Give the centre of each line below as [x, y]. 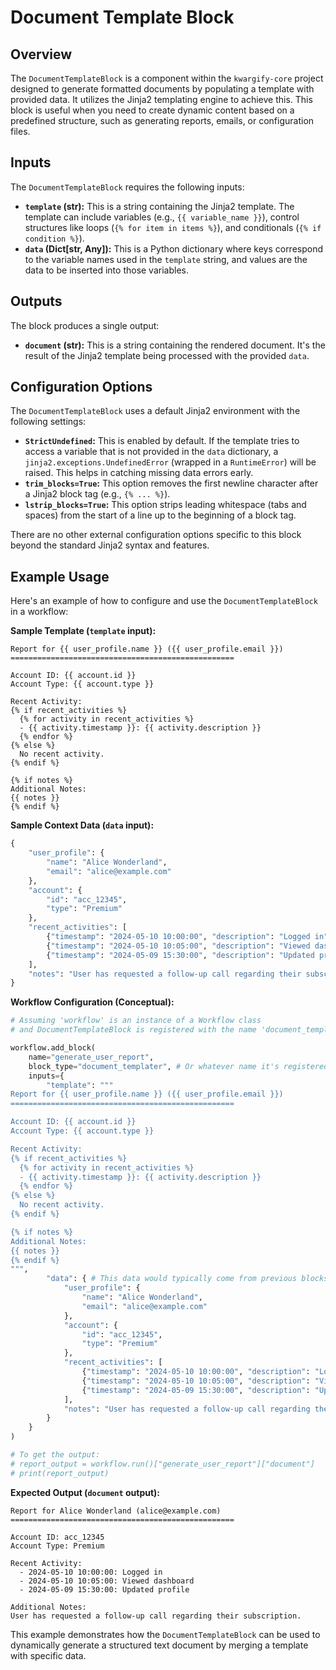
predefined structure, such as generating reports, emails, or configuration [162, 120]
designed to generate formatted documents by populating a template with [162, 89]
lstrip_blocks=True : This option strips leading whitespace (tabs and [165, 505]
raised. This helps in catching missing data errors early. [139, 473]
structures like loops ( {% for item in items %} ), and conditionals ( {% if [173, 227]
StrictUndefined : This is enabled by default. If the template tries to [162, 441]
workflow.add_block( [53, 1048]
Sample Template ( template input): [83, 631]
